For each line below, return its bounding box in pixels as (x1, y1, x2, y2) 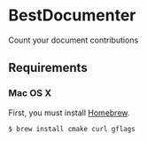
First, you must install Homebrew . (8, 107, 130, 118)
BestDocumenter (8, 5, 136, 26)
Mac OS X (8, 87, 52, 99)
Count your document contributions (8, 35, 139, 45)
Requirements (8, 60, 88, 75)
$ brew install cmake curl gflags (8, 124, 136, 133)
